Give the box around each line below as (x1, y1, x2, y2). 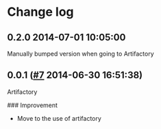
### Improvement (7, 101, 58, 109)
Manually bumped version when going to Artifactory (7, 49, 154, 58)
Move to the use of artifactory (16, 114, 101, 122)
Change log (7, 4, 74, 20)
